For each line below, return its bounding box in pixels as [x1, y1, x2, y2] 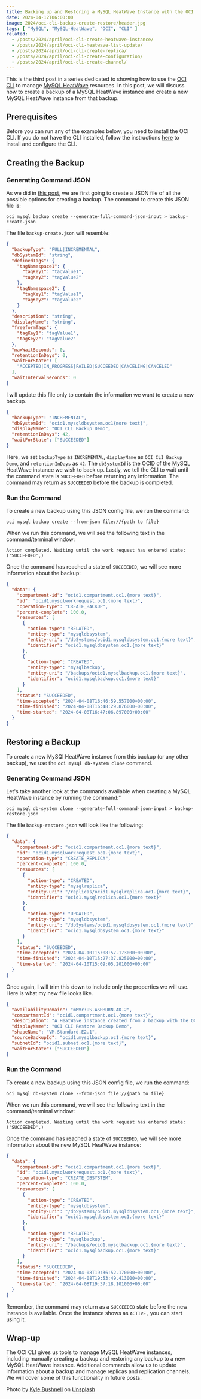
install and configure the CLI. [6, 140, 78, 147]
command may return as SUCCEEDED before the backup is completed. [6, 479, 173, 486]
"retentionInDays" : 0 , [11, 352, 68, 358]
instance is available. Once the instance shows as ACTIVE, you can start [6, 1309, 182, 1316]
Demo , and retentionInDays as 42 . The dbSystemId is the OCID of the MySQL [6, 460, 191, 467]
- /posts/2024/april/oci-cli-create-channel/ [11, 59, 127, 65]
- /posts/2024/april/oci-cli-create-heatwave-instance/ [11, 37, 154, 43]
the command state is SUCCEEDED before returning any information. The [6, 472, 179, 479]
